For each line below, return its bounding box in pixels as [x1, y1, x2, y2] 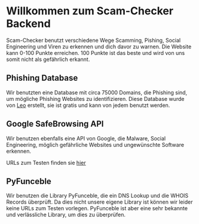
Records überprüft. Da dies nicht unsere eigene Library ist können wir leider [6, 198, 193, 205]
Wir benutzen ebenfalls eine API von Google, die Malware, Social [6, 134, 166, 142]
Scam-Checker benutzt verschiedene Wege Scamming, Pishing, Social [6, 36, 181, 44]
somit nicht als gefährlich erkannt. [6, 56, 90, 63]
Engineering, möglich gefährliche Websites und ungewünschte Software [6, 141, 184, 148]
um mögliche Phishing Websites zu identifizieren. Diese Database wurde [6, 95, 185, 102]
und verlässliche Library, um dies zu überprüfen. [6, 211, 125, 219]
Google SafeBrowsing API [6, 119, 104, 129]
